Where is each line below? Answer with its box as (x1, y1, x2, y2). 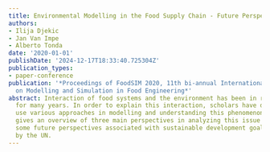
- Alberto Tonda (8, 42, 63, 50)
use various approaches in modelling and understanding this (15, 109, 225, 117)
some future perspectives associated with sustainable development (15, 124, 247, 132)
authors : (8, 19, 38, 27)
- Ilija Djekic (8, 27, 59, 35)
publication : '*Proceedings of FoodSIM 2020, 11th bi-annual (8, 79, 218, 87)
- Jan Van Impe (8, 34, 59, 43)
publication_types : (8, 64, 74, 72)
